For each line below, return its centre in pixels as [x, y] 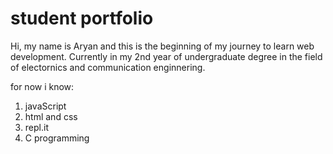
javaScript [45, 106]
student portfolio [82, 18]
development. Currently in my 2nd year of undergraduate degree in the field [166, 56]
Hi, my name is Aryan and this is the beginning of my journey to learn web [162, 46]
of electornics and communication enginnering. [108, 67]
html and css [51, 116]
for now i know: [42, 86]
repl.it [36, 127]
